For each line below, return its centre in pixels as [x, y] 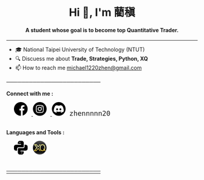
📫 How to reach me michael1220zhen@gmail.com [78, 68]
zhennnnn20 [90, 113]
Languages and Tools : [36, 133]
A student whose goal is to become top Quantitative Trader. [102, 30]
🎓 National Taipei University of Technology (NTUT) [80, 50]
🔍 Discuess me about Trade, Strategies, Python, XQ [81, 59]
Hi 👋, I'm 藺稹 [102, 12]
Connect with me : [30, 94]
